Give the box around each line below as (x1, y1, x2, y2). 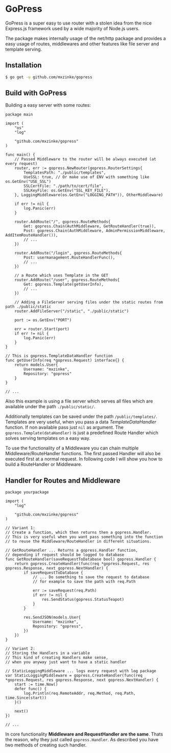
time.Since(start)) (5, 695, 47, 700)
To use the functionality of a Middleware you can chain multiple (5, 445, 139, 451)
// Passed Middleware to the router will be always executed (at (14, 157, 157, 162)
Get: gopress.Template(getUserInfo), (23, 282, 104, 287)
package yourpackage (5, 490, 50, 495)
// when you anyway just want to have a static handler (5, 660, 127, 665)
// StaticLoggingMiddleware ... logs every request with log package (5, 669, 157, 674)
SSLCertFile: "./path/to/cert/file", (23, 183, 104, 189)
